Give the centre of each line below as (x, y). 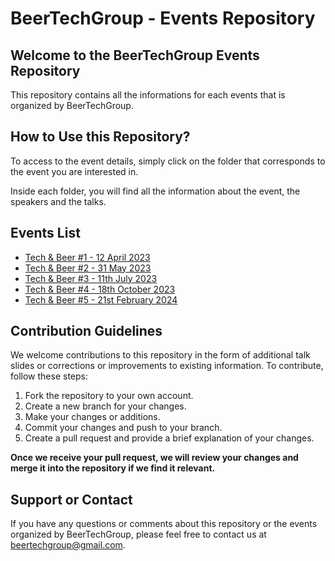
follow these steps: (49, 376)
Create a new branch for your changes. (105, 406)
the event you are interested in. (74, 171)
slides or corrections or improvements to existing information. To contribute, (167, 366)
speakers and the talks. (58, 201)
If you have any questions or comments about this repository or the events (164, 524)
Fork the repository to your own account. (109, 396)
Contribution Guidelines (86, 331)
